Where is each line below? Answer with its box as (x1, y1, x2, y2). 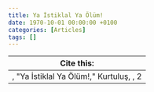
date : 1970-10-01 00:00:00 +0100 (8, 19, 118, 27)
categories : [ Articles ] (8, 26, 86, 34)
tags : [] (8, 33, 37, 41)
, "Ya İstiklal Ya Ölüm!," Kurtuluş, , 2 (12, 71, 142, 82)
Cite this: (60, 58, 94, 69)
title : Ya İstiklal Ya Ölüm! (8, 11, 104, 19)
